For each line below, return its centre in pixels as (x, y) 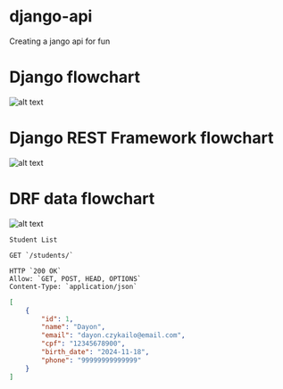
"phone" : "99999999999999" (92, 360)
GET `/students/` (42, 255)
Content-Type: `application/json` (74, 286)
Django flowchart (75, 77)
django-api (51, 17)
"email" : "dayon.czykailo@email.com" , (113, 335)
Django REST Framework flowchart (141, 138)
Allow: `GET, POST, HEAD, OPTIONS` (75, 278)
